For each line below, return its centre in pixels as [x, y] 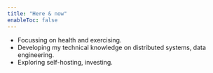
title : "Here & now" [37, 14]
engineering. [36, 55]
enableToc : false [33, 20]
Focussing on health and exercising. [69, 40]
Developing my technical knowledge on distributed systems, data [112, 47]
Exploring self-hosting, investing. [65, 62]
